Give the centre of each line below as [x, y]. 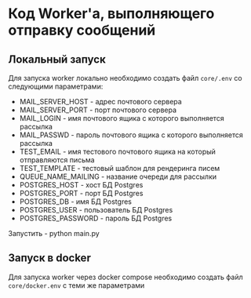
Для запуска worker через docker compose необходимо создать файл [125, 277]
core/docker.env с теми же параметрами [76, 285]
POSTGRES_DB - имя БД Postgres [75, 202]
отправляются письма [57, 160]
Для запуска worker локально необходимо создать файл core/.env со [125, 78]
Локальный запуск [57, 59]
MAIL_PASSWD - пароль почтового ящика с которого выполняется [131, 135]
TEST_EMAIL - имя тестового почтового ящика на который [117, 151]
